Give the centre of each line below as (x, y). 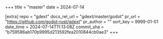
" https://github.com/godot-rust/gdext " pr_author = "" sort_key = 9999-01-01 (82, 22)
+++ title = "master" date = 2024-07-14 (45, 7)
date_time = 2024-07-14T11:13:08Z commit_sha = (54, 27)
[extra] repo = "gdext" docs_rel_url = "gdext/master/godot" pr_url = (72, 16)
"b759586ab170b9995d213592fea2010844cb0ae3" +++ (62, 32)
